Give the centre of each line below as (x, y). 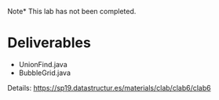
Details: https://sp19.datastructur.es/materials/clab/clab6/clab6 (109, 87)
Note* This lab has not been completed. (72, 11)
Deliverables (49, 43)
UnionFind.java (43, 64)
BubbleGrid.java (45, 73)
